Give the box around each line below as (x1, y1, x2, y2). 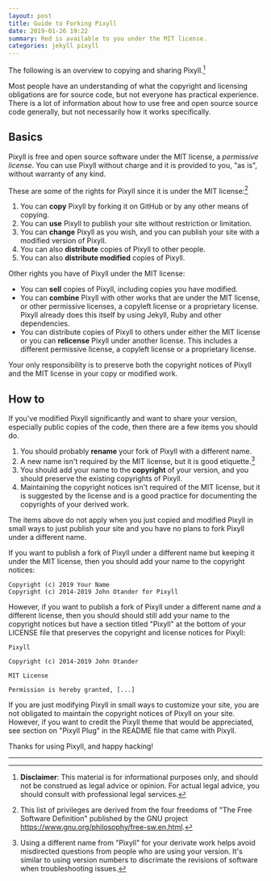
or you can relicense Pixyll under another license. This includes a (19, 336, 238, 346)
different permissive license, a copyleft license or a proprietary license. (19, 344, 256, 354)
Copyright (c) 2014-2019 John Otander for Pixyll (8, 588, 179, 596)
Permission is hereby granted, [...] (8, 685, 135, 693)
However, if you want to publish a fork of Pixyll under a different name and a (8, 601, 261, 611)
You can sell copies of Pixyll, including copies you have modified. (19, 285, 238, 294)
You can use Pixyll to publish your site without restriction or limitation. (19, 219, 252, 229)
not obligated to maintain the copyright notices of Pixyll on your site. (8, 708, 236, 718)
